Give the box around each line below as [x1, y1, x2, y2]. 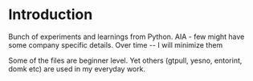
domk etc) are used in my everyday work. [8, 64, 146, 73]
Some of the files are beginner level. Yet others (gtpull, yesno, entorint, [8, 56, 243, 65]
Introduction [8, 6, 93, 24]
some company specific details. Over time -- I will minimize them [8, 40, 223, 49]
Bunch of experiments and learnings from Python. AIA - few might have [8, 32, 245, 41]
